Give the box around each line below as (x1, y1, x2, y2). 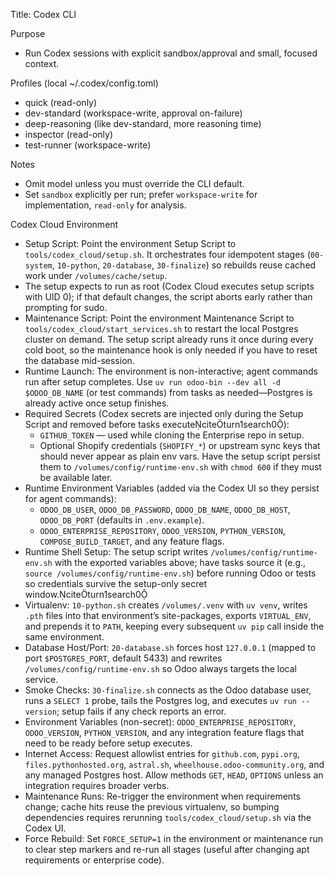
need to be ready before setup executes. (24, 737, 193, 749)
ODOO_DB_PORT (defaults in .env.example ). (39, 514, 205, 526)
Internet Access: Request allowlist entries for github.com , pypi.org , (24, 748, 300, 759)
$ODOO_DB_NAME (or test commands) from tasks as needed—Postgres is (24, 387, 313, 398)
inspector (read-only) (24, 129, 114, 140)
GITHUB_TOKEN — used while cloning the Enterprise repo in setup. (39, 429, 305, 441)
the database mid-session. (24, 355, 135, 366)
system (24, 261, 53, 271)
